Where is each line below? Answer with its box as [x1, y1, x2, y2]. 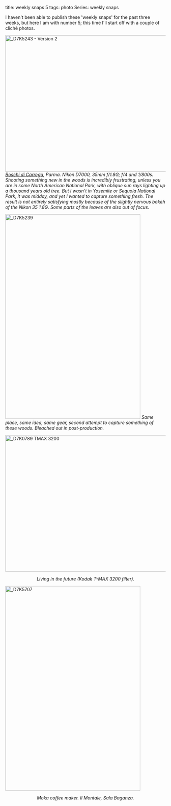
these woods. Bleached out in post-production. [5, 425, 104, 431]
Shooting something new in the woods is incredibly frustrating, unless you [5, 177, 161, 183]
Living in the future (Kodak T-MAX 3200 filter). [36, 576, 135, 582]
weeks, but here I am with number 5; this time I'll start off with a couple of [5, 20, 160, 26]
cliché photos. [5, 25, 35, 31]
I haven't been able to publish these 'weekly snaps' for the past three [5, 14, 150, 20]
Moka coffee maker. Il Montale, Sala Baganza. [37, 795, 134, 801]
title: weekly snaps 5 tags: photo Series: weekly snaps [5, 5, 119, 10]
